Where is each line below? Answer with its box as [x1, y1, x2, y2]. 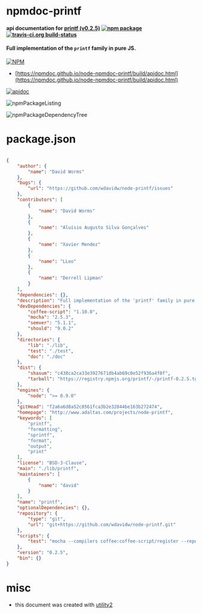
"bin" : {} [17, 556, 42, 562]
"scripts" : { [17, 533, 50, 539]
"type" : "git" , [28, 516, 66, 522]
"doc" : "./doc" [28, 354, 66, 360]
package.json [6, 133, 76, 146]
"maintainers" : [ [17, 471, 61, 477]
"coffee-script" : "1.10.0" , [28, 309, 98, 315]
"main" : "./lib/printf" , [17, 466, 79, 472]
